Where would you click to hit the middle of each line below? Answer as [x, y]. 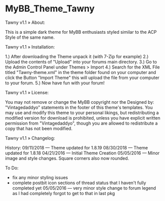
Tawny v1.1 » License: [27, 92]
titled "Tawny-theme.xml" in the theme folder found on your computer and [81, 72]
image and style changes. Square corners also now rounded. [67, 158]
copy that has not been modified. [39, 128]
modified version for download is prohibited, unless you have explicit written [83, 118]
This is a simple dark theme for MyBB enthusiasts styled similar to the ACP [81, 32]
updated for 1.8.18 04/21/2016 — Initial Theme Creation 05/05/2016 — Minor [82, 153]
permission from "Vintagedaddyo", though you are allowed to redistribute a [82, 123]
